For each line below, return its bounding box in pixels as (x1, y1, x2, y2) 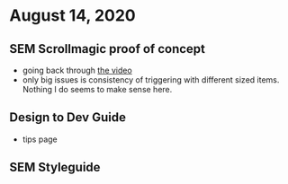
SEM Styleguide (9, 160, 101, 175)
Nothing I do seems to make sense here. (22, 84, 173, 94)
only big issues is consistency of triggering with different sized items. (22, 74, 280, 85)
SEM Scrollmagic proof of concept (9, 41, 205, 57)
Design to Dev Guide (9, 110, 126, 126)
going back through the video (22, 65, 132, 75)
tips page (22, 134, 58, 145)
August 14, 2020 (9, 5, 137, 26)
